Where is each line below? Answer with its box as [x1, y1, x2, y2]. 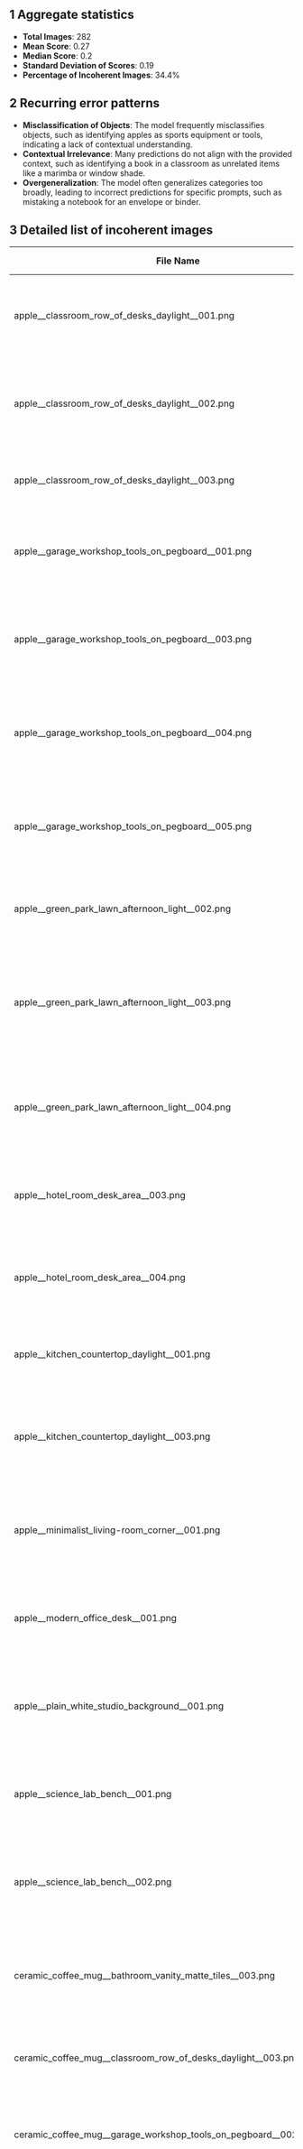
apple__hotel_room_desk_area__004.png [14, 1271, 187, 1284]
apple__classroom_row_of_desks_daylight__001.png [14, 309, 235, 322]
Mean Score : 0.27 [22, 41, 90, 51]
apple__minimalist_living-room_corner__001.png [14, 1524, 221, 1536]
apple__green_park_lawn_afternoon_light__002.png [14, 902, 232, 915]
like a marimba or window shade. [22, 167, 146, 179]
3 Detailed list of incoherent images [9, 223, 214, 238]
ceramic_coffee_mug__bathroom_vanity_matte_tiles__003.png [14, 1969, 275, 1982]
